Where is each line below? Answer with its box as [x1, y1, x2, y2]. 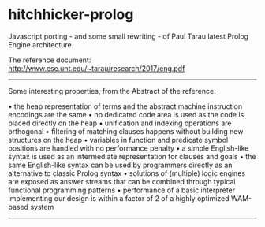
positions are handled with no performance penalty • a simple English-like [8, 143, 249, 153]
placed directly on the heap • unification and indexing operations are [8, 118, 232, 128]
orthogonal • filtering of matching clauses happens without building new [8, 126, 244, 136]
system [30, 202, 54, 211]
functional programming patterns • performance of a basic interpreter [8, 185, 236, 195]
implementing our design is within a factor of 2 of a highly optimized [8, 193, 230, 203]
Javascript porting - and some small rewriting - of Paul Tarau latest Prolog [8, 32, 249, 41]
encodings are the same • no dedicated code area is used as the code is [8, 110, 244, 119]
